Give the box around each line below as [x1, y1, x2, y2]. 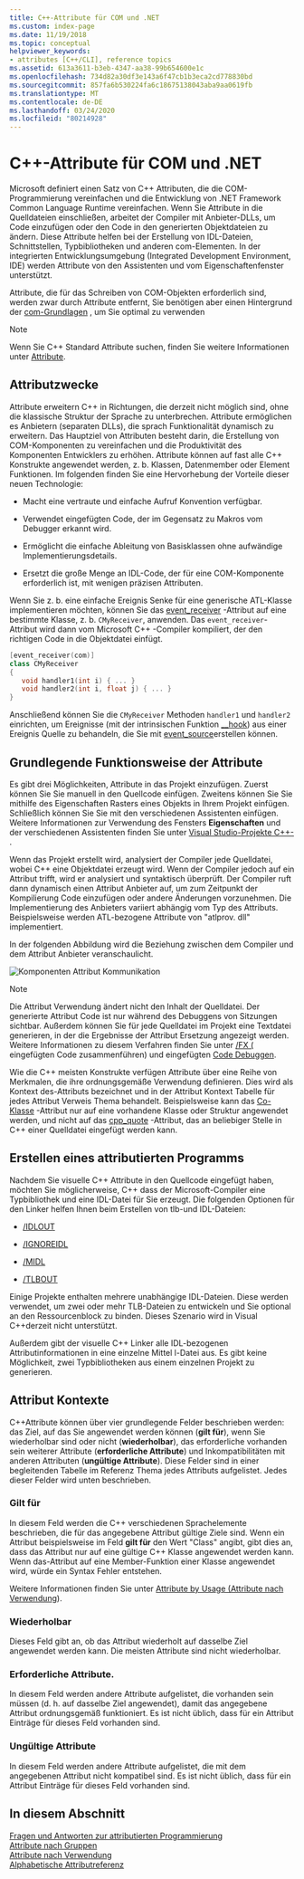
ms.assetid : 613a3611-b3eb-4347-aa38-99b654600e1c [9, 64, 204, 73]
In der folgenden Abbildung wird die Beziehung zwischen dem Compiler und [9, 939, 294, 949]
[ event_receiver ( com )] [9, 651, 95, 660]
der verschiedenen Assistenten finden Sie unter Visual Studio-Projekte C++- [9, 826, 294, 837]
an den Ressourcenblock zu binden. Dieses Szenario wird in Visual [9, 1310, 258, 1321]
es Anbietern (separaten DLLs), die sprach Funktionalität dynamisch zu [9, 420, 274, 431]
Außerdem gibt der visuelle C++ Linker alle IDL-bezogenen [9, 1337, 229, 1349]
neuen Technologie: [9, 478, 84, 489]
